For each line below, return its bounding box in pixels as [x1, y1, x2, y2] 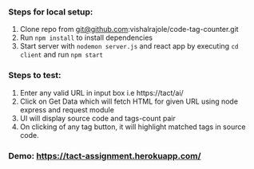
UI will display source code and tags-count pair [19, 113, 176, 123]
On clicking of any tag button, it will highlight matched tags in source [19, 122, 246, 132]
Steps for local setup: [8, 6, 93, 18]
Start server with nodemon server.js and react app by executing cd [19, 41, 239, 51]
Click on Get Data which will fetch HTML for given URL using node [19, 96, 238, 106]
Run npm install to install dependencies [19, 33, 153, 42]
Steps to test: [8, 70, 62, 81]
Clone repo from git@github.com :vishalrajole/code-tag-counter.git [19, 25, 239, 34]
